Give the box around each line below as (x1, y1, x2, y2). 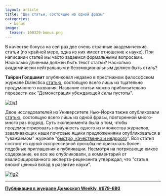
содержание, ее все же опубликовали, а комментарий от (5, 151, 127, 157)
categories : (5, 16, 30, 21)
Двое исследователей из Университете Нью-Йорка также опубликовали (5, 109, 160, 115)
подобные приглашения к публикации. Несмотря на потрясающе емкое (5, 146, 158, 152)
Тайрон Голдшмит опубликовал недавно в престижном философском (5, 75, 155, 80)
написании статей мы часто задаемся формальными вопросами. (5, 54, 144, 60)
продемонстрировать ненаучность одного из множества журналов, (5, 125, 150, 131)
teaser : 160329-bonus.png (9, 30, 63, 35)
